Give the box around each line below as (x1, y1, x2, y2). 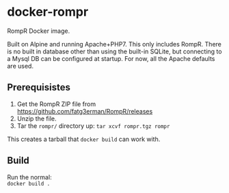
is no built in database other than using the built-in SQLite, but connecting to (7, 47, 222, 55)
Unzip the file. (16, 114, 57, 123)
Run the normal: (7, 172, 53, 181)
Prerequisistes (7, 81, 70, 93)
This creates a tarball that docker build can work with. (7, 135, 161, 143)
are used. (7, 62, 34, 70)
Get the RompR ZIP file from (16, 100, 96, 108)
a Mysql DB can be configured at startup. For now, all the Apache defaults (7, 54, 215, 62)
